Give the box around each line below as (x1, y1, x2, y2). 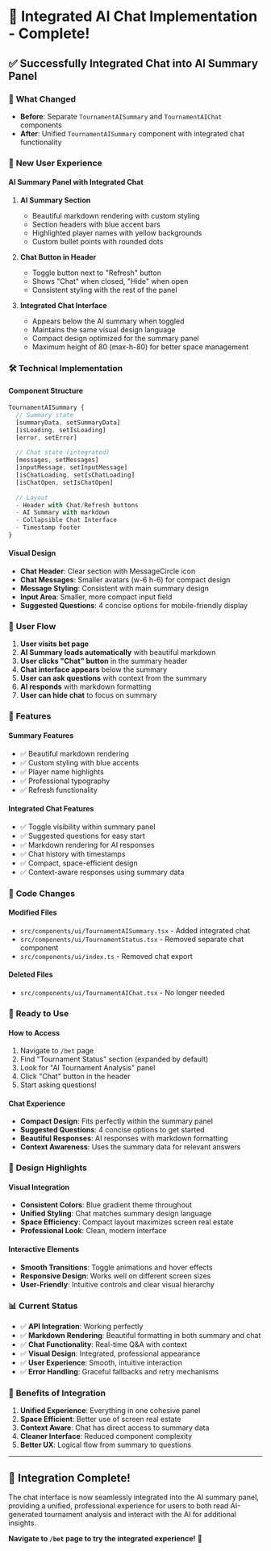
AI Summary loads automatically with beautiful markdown (19, 648, 216, 657)
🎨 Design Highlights (8, 1162, 87, 1174)
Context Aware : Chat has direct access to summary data (19, 1423, 210, 1432)
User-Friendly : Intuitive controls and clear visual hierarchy (19, 1279, 215, 1289)
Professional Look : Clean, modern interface (19, 1226, 167, 1236)
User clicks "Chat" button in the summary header (19, 657, 188, 666)
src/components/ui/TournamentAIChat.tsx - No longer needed (19, 988, 225, 998)
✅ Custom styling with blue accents (19, 757, 140, 767)
